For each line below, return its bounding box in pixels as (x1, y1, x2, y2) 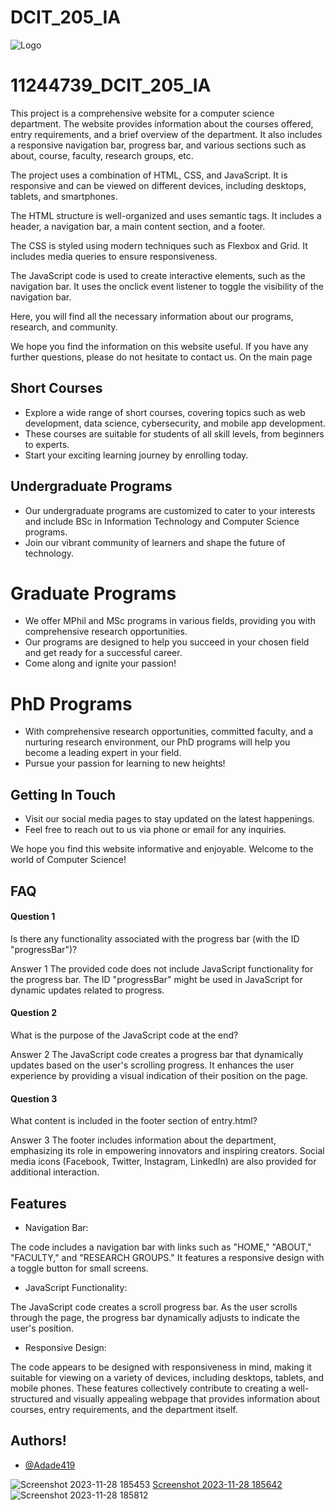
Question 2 (10, 1007, 58, 1019)
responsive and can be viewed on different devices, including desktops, (10, 179, 307, 191)
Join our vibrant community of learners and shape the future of (24, 536, 286, 548)
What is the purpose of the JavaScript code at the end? (10, 1029, 239, 1041)
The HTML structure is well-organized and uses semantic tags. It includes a (10, 209, 322, 221)
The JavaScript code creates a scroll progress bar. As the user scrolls (10, 1301, 298, 1313)
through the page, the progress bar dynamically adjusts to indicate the (10, 1312, 301, 1323)
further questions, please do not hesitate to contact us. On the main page (10, 351, 313, 363)
